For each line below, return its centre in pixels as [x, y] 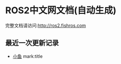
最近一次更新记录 [32, 43]
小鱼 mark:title [28, 56]
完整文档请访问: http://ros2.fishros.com [46, 25]
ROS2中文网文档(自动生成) [61, 10]
